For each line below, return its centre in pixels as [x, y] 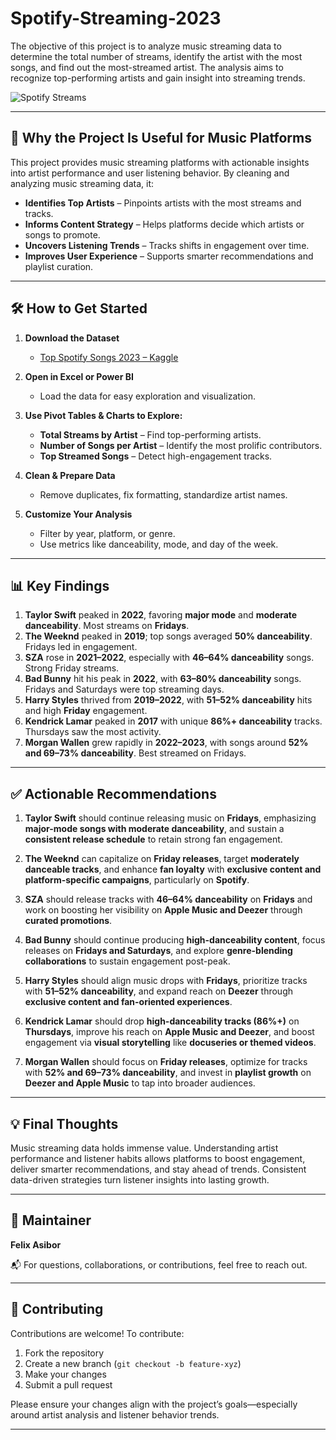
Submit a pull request [68, 1384]
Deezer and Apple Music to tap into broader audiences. [140, 1083]
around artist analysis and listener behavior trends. [115, 1414]
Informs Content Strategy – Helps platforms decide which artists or [164, 224]
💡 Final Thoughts [64, 1123]
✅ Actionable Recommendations [113, 793]
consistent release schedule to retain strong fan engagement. [153, 839]
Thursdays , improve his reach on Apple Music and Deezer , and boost [169, 1032]
